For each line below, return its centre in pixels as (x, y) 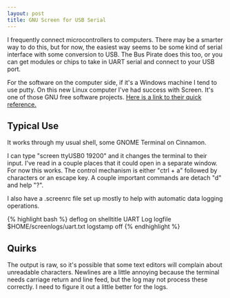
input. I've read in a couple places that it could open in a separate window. (113, 163)
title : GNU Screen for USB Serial (57, 20)
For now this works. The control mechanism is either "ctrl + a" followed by (112, 170)
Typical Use (33, 126)
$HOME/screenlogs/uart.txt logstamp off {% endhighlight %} (94, 227)
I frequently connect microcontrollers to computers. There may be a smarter (115, 39)
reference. (22, 104)
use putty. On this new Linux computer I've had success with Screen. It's (111, 90)
